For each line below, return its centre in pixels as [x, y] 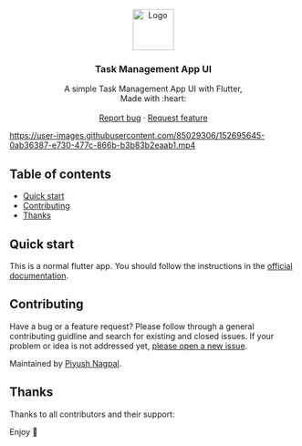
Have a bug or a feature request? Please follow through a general [132, 326]
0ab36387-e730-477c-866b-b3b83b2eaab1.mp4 [103, 145]
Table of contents [60, 174]
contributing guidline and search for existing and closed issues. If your [142, 336]
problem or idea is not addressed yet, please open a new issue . [129, 346]
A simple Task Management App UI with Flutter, [153, 89]
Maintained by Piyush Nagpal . [66, 363]
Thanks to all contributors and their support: [92, 414]
